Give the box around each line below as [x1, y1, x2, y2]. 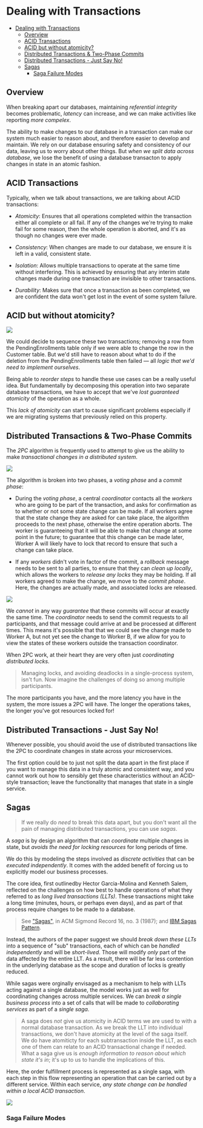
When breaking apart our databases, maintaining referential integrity [6, 103, 178, 111]
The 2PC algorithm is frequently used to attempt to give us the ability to [6, 447, 185, 454]
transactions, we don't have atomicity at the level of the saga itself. [21, 1030, 188, 1037]
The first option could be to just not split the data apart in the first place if [6, 759, 189, 766]
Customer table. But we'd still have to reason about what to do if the [6, 351, 176, 358]
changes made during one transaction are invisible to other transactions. [15, 275, 197, 282]
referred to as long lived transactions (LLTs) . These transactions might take [6, 892, 194, 900]
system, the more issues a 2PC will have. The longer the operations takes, [6, 701, 191, 708]
